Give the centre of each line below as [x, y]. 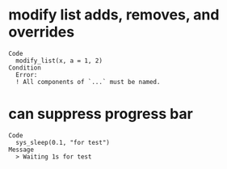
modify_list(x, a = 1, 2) [59, 61]
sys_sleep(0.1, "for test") [63, 142]
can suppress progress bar [101, 114]
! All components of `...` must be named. [88, 82]
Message [21, 150]
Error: [27, 74]
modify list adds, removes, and [114, 15]
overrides [42, 32]
